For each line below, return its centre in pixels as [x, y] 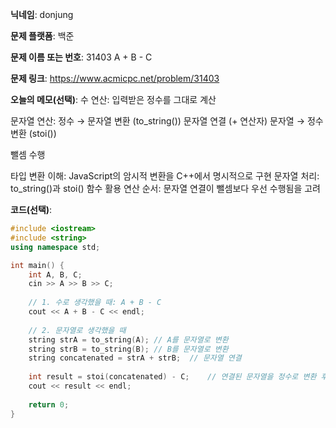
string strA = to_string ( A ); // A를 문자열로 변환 [128, 339]
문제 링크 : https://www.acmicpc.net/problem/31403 [115, 78]
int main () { [37, 265]
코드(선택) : [31, 209]
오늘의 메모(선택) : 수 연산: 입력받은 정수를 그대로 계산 [113, 99]
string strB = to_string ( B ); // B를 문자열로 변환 [128, 349]
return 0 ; [49, 404]
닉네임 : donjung [42, 14]
